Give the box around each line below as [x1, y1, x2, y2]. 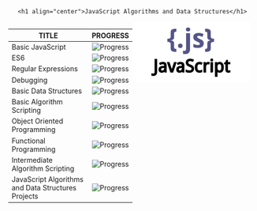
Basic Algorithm [11, 97, 63, 106]
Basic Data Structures [11, 86, 83, 96]
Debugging [11, 75, 48, 85]
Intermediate [11, 155, 53, 164]
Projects [11, 191, 39, 201]
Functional [11, 136, 46, 145]
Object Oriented [11, 116, 64, 126]
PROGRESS [91, 31, 129, 40]
